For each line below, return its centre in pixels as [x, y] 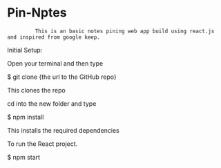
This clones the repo [36, 90]
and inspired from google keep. [54, 37]
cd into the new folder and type [52, 103]
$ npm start [23, 157]
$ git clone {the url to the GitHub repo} [62, 77]
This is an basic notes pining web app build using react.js [125, 31]
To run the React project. [42, 144]
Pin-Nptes [37, 13]
